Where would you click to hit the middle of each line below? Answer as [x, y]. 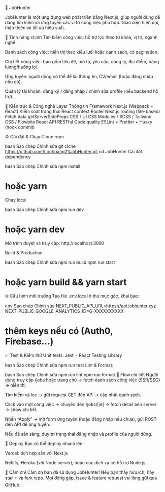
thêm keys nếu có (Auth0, [59, 331]
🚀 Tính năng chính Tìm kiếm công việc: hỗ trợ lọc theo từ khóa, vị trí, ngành [81, 37]
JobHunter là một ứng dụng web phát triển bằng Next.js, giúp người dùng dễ [82, 17]
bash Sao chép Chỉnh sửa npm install [43, 166]
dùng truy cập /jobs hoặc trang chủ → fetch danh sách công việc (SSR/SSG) [82, 380]
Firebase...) [29, 341]
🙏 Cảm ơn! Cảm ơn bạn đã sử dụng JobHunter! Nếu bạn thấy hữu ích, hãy [80, 472]
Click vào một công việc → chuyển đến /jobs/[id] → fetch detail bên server [81, 404]
